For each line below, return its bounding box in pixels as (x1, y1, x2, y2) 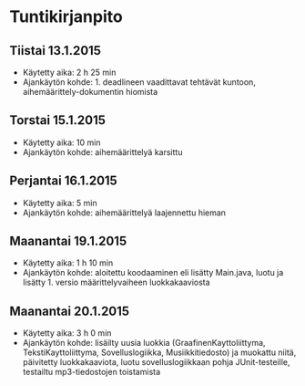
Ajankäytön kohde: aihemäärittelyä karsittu (22, 146, 183, 157)
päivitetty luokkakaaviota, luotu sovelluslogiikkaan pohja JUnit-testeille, (22, 357, 290, 368)
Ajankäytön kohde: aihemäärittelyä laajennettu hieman (22, 207, 226, 218)
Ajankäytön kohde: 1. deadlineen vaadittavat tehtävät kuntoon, (22, 77, 257, 88)
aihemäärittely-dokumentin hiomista (22, 87, 158, 97)
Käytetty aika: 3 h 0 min (22, 328, 112, 339)
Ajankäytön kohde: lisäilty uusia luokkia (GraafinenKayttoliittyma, (22, 338, 266, 349)
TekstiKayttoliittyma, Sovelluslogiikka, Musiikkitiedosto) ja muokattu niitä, (22, 347, 297, 358)
